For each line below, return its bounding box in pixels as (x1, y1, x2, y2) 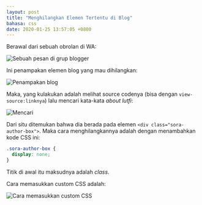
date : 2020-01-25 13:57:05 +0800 (6, 26, 92, 33)
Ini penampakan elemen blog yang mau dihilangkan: (6, 67, 138, 74)
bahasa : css (6, 20, 37, 26)
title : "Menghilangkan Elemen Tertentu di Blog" (6, 15, 133, 21)
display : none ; (12, 152, 51, 158)
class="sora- (151, 122, 185, 128)
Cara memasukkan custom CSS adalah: (6, 180, 106, 187)
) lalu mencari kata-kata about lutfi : (45, 97, 133, 104)
